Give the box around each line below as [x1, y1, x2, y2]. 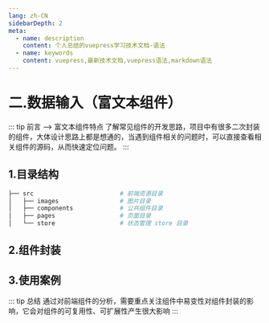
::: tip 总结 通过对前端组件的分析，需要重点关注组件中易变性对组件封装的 [8, 296, 247, 306]
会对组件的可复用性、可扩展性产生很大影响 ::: [29, 306, 179, 316]
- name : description [15, 34, 84, 43]
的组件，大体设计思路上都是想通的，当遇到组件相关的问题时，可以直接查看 [8, 132, 255, 141]
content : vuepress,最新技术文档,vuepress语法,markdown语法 [22, 57, 213, 65]
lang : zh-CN [8, 11, 48, 20]
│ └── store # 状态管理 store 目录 [8, 219, 189, 227]
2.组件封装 [8, 243, 62, 257]
